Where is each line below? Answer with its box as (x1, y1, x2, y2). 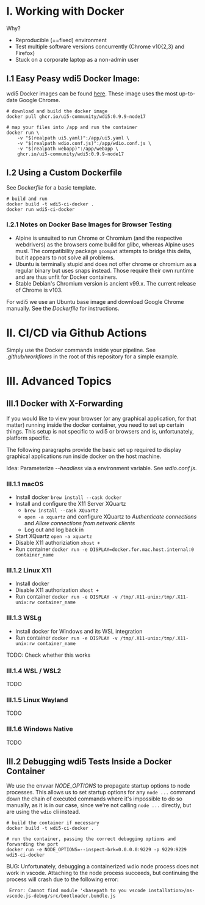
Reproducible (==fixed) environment (15, 36, 107, 43)
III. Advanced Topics (6, 374, 112, 388)
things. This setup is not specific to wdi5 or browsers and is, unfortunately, (6, 427, 194, 435)
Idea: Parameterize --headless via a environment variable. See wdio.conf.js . (6, 464, 197, 471)
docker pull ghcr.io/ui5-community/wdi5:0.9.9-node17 (6, 113, 146, 120)
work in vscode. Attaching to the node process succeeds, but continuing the (6, 870, 199, 877)
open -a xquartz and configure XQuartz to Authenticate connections (24, 513, 197, 520)
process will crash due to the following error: (6, 876, 119, 883)
